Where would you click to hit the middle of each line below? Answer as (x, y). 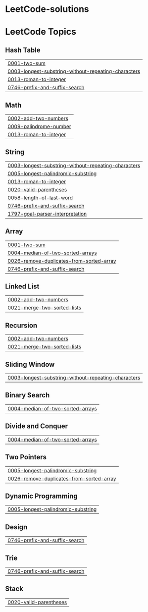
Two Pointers (26, 457)
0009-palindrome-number (39, 126)
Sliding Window (30, 364)
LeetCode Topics (41, 32)
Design (16, 527)
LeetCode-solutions (47, 9)
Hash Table (23, 50)
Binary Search (27, 395)
